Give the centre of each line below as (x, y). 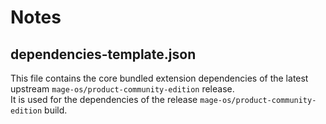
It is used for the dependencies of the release (104, 99)
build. (56, 110)
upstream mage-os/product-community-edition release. (122, 89)
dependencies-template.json (103, 54)
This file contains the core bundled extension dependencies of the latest (159, 78)
